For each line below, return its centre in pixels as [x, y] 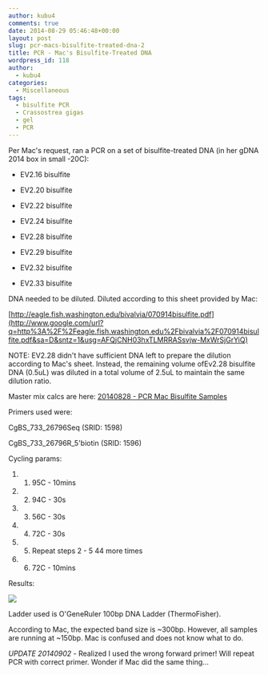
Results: [22, 583]
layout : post [30, 38]
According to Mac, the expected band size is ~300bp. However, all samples [133, 629]
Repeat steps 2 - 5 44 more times [87, 551]
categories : [28, 83]
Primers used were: [40, 412]
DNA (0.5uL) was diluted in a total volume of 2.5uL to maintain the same [127, 372]
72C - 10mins [54, 568]
